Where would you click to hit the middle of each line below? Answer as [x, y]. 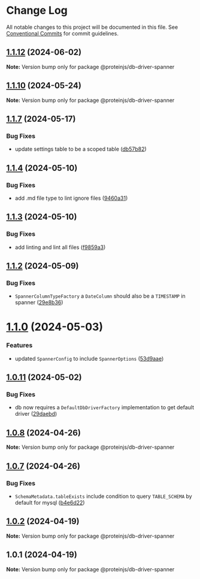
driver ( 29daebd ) [36, 414]
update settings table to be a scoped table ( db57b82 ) [81, 149]
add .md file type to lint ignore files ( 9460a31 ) [71, 198]
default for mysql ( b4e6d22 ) [50, 502]
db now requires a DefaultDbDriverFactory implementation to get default [104, 407]
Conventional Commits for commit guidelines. [62, 33]
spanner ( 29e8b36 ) [39, 302]
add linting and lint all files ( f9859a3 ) [60, 247]
